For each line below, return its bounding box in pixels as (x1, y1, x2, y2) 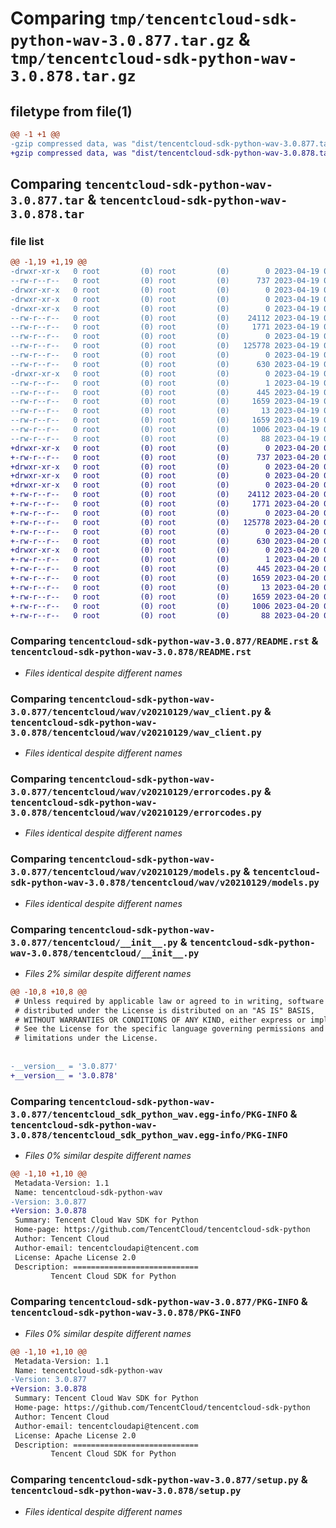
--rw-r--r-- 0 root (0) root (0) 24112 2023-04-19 (10, 313, 320, 323)
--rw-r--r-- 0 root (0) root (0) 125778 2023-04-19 (10, 341, 320, 351)
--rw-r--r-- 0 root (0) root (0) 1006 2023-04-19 (10, 425, 320, 435)
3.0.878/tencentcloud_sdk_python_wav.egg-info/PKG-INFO (10, 1129, 288, 1141)
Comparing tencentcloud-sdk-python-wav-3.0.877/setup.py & (10, 1473, 308, 1487)
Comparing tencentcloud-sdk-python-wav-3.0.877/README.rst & (10, 634, 319, 648)
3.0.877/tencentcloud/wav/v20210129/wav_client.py (10, 706, 262, 717)
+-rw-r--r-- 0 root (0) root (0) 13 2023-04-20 (10, 582, 320, 592)
